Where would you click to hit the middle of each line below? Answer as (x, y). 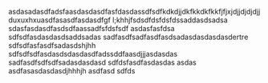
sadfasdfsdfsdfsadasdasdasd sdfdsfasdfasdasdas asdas (102, 62)
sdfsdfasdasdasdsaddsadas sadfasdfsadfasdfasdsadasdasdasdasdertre (128, 37)
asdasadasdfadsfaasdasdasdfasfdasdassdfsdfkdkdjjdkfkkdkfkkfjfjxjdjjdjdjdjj (134, 12)
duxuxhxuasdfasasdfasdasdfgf (59, 20)
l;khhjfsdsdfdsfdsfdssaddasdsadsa (170, 20)
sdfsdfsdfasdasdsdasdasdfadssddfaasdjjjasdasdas (93, 54)
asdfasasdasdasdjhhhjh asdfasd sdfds (72, 71)
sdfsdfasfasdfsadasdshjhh (52, 45)
